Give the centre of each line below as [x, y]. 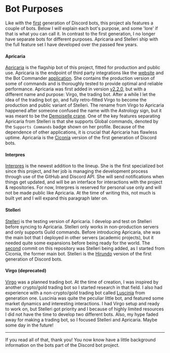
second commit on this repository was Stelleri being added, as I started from [85, 248]
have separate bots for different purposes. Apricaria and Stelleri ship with [82, 39]
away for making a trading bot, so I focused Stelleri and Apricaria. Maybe [81, 319]
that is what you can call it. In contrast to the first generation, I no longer [80, 34]
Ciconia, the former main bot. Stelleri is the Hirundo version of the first [78, 253]
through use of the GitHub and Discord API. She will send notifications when [85, 177]
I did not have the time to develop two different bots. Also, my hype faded [82, 314]
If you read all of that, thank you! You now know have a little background [80, 340]
